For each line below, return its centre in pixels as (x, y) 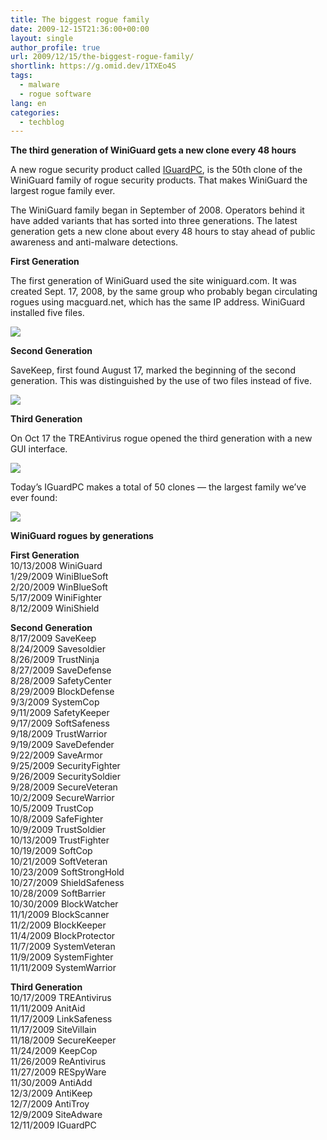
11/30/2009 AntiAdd (51, 1083)
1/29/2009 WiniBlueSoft (59, 577)
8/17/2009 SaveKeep (53, 638)
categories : (35, 112)
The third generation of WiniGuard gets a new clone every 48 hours (153, 150)
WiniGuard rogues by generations (82, 536)
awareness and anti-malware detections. (94, 242)
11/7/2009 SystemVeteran (63, 947)
